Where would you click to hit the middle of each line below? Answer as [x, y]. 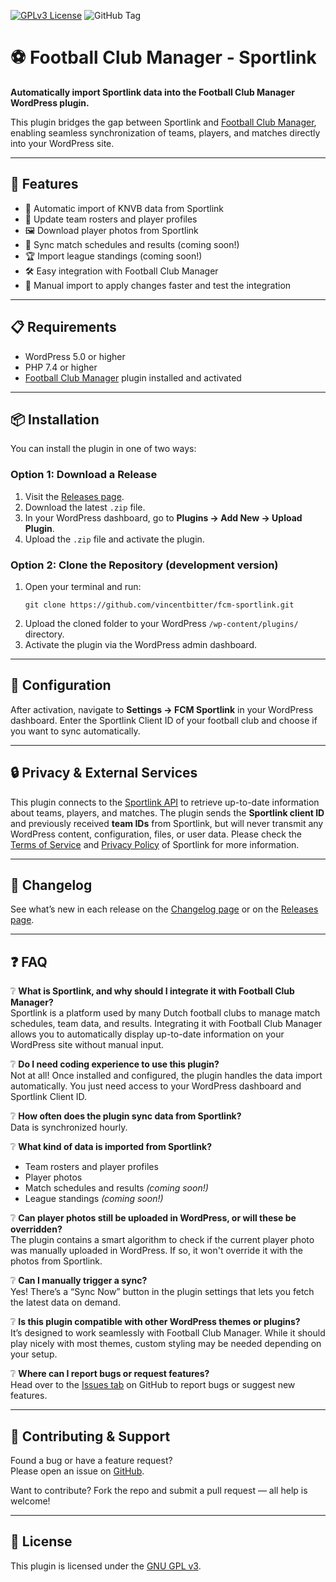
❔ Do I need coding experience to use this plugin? [115, 1064]
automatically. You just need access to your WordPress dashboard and [156, 1086]
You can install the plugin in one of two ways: [103, 449]
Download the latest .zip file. [85, 507]
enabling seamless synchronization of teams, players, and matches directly [165, 132]
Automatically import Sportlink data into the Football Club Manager [152, 92]
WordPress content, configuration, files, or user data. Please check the [156, 834]
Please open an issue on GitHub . [77, 1471]
